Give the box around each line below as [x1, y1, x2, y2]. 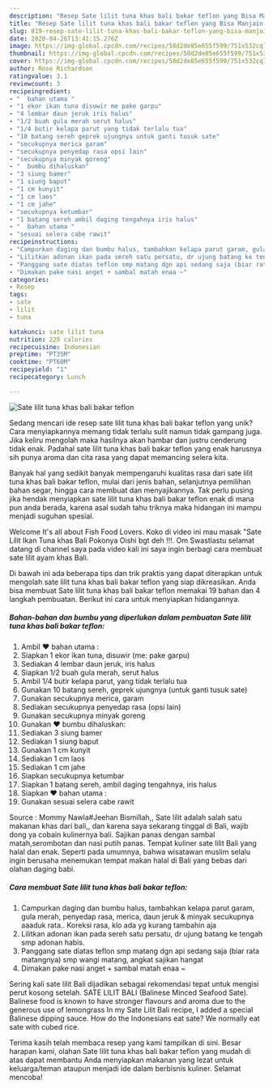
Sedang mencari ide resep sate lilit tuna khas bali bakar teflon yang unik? [9, 418, 254, 428]
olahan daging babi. [9, 864, 75, 873]
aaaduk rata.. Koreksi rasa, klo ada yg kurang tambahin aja [20, 920, 217, 930]
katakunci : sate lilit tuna [9, 327, 105, 336]
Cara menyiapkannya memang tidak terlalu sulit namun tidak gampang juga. [9, 426, 262, 436]
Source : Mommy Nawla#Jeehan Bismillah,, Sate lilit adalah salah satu [9, 812, 242, 822]
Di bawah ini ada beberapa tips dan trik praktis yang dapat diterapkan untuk [9, 568, 262, 578]
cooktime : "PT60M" [9, 358, 71, 366]
